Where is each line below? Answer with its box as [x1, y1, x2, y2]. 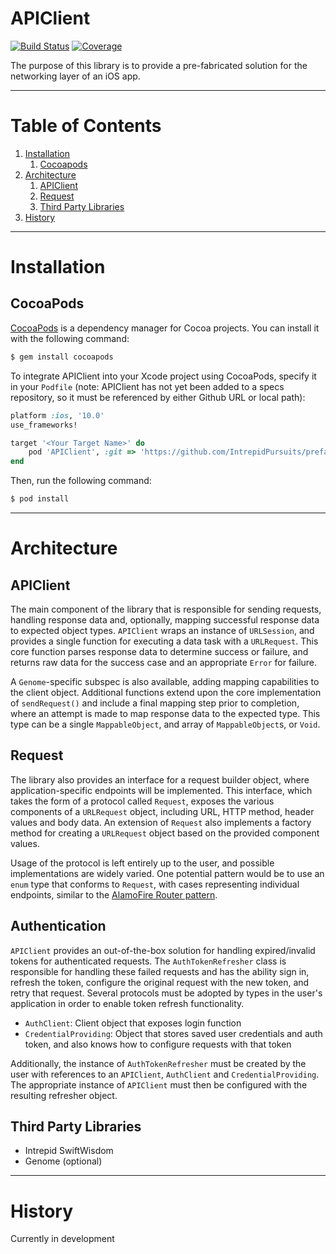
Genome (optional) [24, 1155, 103, 1167]
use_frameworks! [10, 420, 78, 430]
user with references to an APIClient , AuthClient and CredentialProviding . [10, 1068, 320, 1080]
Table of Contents [10, 115, 162, 137]
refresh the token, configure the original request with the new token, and [10, 976, 310, 988]
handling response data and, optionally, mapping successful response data [10, 614, 320, 626]
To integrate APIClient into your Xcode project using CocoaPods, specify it [10, 370, 317, 382]
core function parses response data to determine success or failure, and [10, 646, 309, 657]
